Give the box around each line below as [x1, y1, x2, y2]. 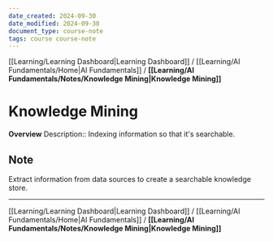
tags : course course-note [8, 34, 96, 43]
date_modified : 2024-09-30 [8, 19, 100, 28]
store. [8, 183, 28, 192]
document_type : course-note [8, 27, 104, 35]
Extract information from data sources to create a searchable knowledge [8, 174, 252, 183]
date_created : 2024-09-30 [8, 11, 96, 20]
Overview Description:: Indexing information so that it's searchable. [8, 129, 236, 139]
